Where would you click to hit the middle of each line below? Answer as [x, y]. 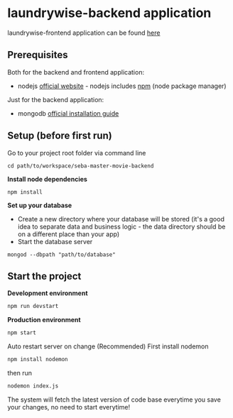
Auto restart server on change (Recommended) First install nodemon [108, 346]
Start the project [44, 276]
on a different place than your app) [69, 234]
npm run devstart [33, 307]
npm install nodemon [38, 360]
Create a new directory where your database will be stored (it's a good [121, 219]
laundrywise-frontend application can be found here [84, 33]
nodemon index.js [33, 386]
